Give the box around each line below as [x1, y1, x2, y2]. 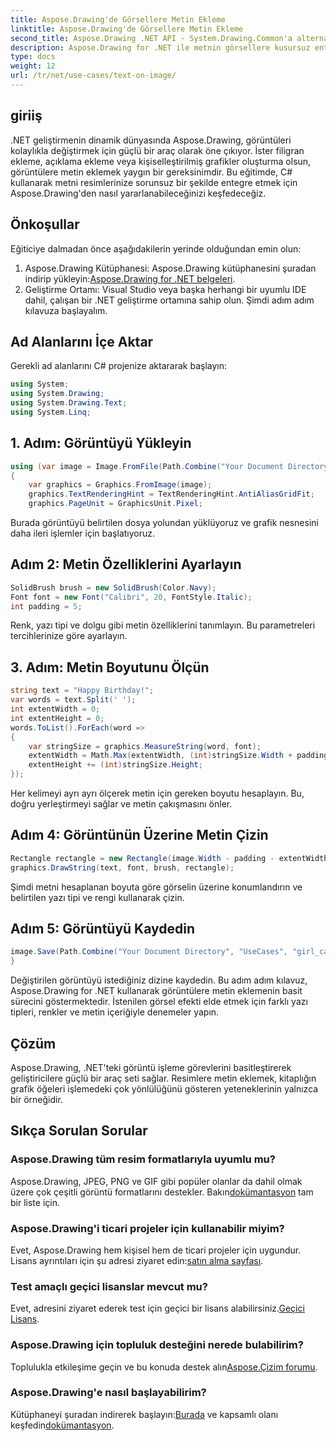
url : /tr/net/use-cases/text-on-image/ [10, 71, 177, 81]
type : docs [10, 52, 56, 62]
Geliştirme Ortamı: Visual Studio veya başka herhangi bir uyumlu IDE [24, 283, 307, 295]
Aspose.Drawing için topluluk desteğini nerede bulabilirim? [10, 1338, 304, 1352]
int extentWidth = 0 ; [10, 704, 101, 714]
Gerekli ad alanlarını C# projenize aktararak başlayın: [10, 360, 228, 372]
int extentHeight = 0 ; [10, 713, 105, 723]
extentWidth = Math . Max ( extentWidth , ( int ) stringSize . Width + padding [28, 751, 329, 761]
